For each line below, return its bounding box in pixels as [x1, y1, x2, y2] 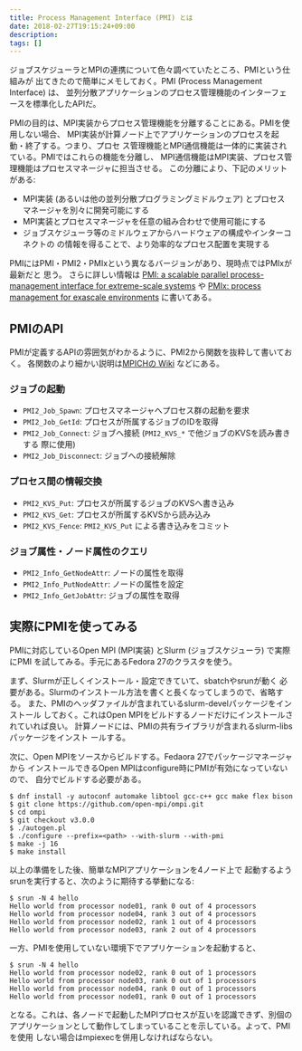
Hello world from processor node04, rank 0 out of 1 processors [9, 984, 257, 993]
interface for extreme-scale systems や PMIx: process [60, 281, 262, 291]
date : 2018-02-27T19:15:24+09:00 [9, 22, 136, 31]
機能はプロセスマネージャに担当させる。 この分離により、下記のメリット [16, 163, 288, 174]
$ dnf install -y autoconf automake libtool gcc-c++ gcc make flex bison [9, 791, 294, 801]
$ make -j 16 [9, 839, 59, 848]
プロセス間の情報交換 [9, 475, 102, 488]
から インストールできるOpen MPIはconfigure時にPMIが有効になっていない [9, 762, 288, 773]
